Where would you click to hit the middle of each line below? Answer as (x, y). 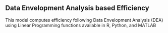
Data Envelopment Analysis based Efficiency (77, 8)
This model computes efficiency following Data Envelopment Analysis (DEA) (84, 20)
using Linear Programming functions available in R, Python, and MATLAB (81, 25)
